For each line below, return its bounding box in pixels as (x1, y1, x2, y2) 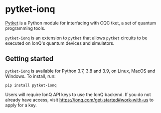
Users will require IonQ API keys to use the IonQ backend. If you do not (5, 91, 151, 98)
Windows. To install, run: (5, 73, 56, 79)
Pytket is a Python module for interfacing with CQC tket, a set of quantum (5, 20, 156, 26)
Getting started (5, 55, 54, 63)
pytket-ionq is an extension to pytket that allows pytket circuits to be (5, 35, 148, 41)
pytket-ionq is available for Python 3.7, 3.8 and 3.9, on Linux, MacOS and (5, 68, 156, 74)
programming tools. (5, 25, 46, 31)
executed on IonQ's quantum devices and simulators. (5, 40, 115, 46)
